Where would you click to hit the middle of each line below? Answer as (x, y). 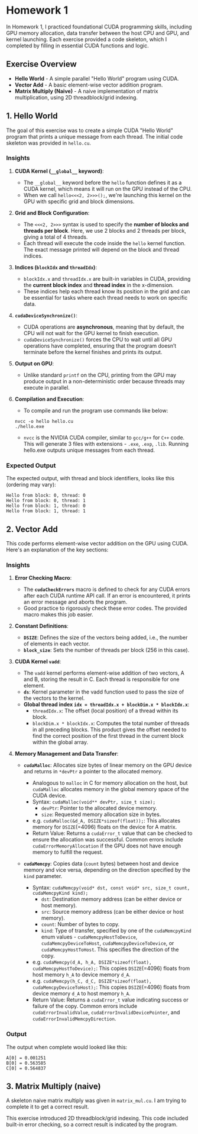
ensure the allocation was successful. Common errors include (108, 840)
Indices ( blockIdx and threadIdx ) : (56, 267)
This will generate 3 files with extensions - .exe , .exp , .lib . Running (106, 444)
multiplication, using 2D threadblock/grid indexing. (76, 97)
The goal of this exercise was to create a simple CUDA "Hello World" (90, 130)
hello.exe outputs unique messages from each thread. (89, 450)
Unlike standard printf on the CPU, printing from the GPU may (100, 375)
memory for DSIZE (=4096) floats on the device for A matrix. (105, 827)
